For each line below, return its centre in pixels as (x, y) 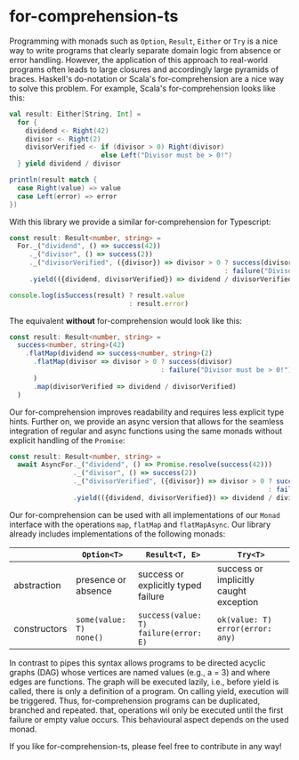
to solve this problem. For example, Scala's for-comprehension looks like (142, 88)
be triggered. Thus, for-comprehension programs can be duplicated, (135, 700)
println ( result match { (53, 180)
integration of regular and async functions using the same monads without (146, 431)
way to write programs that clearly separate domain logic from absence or (145, 50)
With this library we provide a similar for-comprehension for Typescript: (140, 222)
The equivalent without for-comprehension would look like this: (126, 320)
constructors (40, 628)
